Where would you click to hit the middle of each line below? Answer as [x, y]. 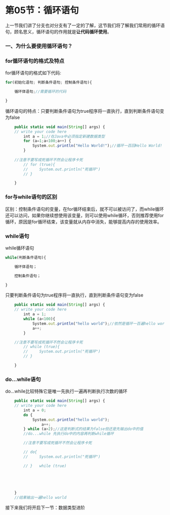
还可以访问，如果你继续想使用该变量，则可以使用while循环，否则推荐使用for [85, 215]
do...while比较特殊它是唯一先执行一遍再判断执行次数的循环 [66, 391]
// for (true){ [39, 164]
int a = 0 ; [35, 410]
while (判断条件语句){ [26, 257]
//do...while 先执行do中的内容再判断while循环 [69, 434]
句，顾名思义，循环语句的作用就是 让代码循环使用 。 [58, 31]
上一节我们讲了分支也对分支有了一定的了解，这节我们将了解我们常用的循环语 [85, 25]
